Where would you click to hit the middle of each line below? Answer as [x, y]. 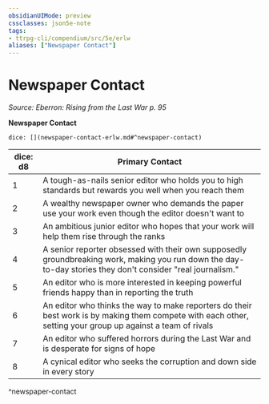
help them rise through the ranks [104, 236]
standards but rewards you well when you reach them [143, 191]
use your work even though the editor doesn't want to [144, 213]
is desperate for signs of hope [99, 349]
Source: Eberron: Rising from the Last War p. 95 [87, 107]
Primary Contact [150, 162]
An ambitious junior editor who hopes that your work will [149, 227]
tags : [17, 30]
